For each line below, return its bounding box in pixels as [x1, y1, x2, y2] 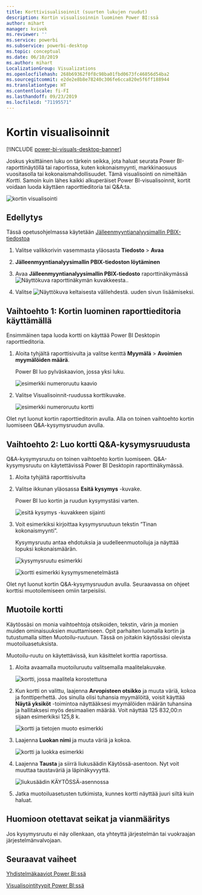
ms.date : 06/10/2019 [6, 54, 59, 60]
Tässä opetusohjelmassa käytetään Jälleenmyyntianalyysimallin [6, 228, 166, 236]
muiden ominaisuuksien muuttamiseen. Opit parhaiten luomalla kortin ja [6, 627, 185, 635]
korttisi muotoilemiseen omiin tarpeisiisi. [6, 587, 107, 594]
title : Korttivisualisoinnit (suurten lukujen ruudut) [6, 9, 148, 15]
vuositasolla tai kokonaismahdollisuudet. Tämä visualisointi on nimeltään [6, 170, 187, 177]
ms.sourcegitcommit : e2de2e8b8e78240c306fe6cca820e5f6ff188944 [6, 77, 170, 83]
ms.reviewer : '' [6, 32, 47, 38]
